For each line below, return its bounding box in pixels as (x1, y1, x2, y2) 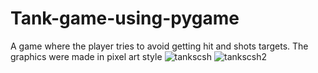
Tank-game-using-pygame (10, 7, 240, 30)
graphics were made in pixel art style (10, 50, 163, 62)
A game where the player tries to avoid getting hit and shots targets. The (10, 40, 309, 52)
